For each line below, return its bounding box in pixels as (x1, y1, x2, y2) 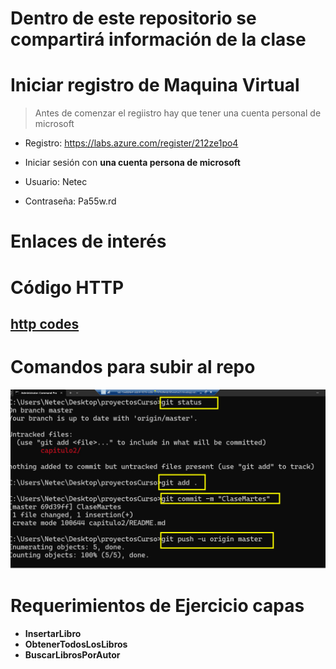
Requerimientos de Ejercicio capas (10, 595, 305, 617)
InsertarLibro (24, 628, 82, 640)
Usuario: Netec (24, 176, 88, 188)
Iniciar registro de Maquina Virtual (10, 74, 300, 97)
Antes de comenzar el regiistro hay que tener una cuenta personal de (34, 107, 322, 119)
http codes (10, 315, 80, 332)
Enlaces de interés (10, 230, 167, 253)
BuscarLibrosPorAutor (24, 649, 121, 661)
